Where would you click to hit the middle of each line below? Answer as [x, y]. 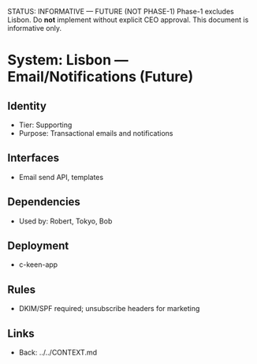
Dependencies [44, 202]
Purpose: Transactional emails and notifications [96, 133]
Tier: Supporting [45, 125]
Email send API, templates [61, 177]
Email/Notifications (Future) [101, 77]
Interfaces [34, 158]
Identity [27, 106]
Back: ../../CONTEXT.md [58, 353]
